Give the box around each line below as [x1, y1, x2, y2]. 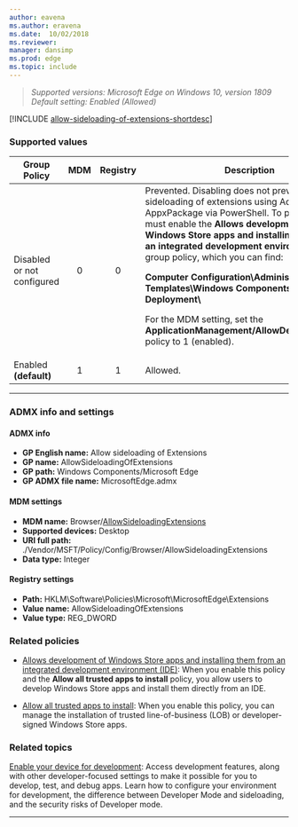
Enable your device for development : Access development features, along [9, 761, 280, 772]
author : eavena [9, 12, 66, 22]
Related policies [9, 634, 80, 647]
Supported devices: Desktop [21, 525, 130, 536]
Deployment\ [145, 294, 201, 306]
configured [13, 276, 60, 288]
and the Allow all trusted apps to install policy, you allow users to [21, 673, 263, 684]
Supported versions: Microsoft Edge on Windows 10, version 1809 [30, 86, 272, 98]
